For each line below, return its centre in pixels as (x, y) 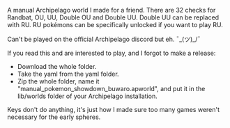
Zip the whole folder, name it (58, 81)
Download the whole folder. (57, 66)
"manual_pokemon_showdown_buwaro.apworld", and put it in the (111, 89)
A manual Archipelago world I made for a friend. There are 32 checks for (112, 10)
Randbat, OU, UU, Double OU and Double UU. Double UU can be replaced (113, 17)
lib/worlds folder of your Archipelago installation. (87, 96)
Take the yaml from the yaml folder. (68, 74)
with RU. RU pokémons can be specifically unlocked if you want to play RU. (115, 25)
